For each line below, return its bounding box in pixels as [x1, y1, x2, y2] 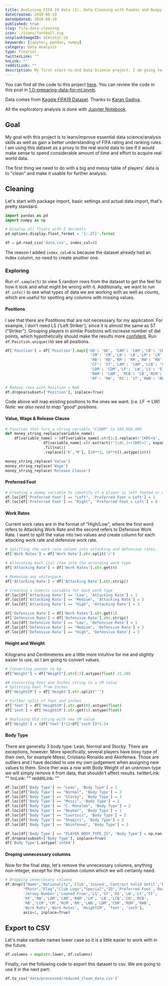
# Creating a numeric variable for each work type [5, 588, 113, 593]
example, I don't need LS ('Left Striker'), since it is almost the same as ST [5, 322, 156, 328]
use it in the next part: [5, 966, 50, 972]
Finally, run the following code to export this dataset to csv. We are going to [5, 961, 161, 967]
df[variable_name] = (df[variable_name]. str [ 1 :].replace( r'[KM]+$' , [14, 436, 160, 441]
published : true [5, 21, 39, 27]
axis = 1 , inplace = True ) [23, 910, 70, 915]
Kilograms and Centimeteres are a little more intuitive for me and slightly [5, 651, 154, 657]
